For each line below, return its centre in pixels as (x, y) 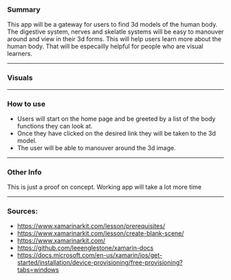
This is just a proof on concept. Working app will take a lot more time (104, 187)
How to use (26, 104)
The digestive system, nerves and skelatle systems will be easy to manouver (115, 32)
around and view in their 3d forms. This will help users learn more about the (114, 39)
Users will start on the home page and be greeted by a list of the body (116, 119)
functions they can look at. (55, 126)
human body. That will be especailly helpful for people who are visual (105, 47)
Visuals (20, 78)
